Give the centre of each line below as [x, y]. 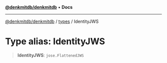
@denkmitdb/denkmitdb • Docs [39, 7]
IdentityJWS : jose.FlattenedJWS [50, 55]
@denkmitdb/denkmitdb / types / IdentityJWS [52, 21]
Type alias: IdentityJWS [55, 41]
